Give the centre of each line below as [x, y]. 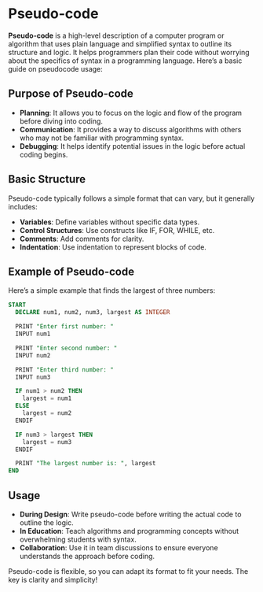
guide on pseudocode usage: [56, 68]
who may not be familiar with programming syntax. [102, 138]
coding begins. [44, 154]
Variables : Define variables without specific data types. [110, 222]
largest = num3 [47, 442]
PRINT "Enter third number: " [64, 370]
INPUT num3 [33, 377]
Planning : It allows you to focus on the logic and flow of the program [130, 113]
